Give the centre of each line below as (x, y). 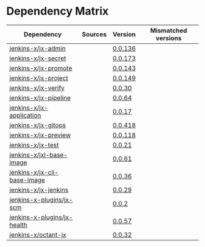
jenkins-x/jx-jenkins (39, 190)
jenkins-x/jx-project (39, 78)
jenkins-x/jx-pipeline (40, 97)
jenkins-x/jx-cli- (34, 172)
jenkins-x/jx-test (34, 145)
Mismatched (169, 30)
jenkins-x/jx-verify (37, 88)
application (25, 115)
